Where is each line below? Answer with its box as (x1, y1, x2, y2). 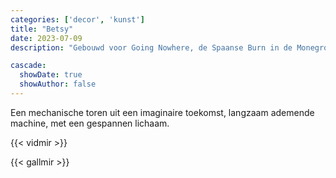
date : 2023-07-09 (10, 33, 83, 43)
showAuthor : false (19, 79, 97, 90)
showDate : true (19, 70, 83, 80)
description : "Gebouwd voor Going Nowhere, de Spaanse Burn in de (10, 42, 293, 53)
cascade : (10, 61, 47, 71)
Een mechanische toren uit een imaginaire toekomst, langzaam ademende (10, 106, 315, 118)
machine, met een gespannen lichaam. (10, 117, 170, 129)
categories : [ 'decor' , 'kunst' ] (10, 14, 145, 25)
